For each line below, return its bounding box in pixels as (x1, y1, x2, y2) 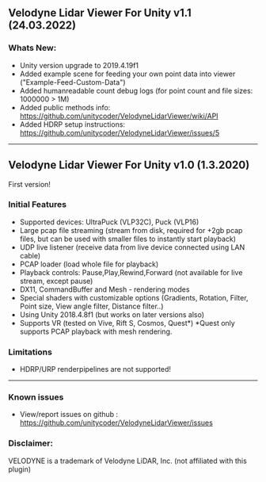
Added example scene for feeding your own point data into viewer (19, 69, 236, 78)
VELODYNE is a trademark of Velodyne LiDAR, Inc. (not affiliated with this (8, 456, 247, 465)
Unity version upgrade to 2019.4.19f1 (19, 60, 139, 70)
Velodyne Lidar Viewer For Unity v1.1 (8, 6, 192, 20)
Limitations (8, 346, 53, 358)
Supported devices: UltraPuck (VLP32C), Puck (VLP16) (19, 217, 199, 227)
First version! (8, 179, 51, 189)
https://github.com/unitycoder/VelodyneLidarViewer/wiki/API (19, 111, 219, 120)
